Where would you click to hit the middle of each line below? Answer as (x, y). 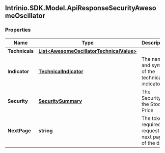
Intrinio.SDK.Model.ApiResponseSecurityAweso (81, 8)
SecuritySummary (60, 101)
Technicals (21, 51)
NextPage (19, 130)
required (151, 124)
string (46, 130)
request (151, 130)
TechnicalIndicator (61, 71)
